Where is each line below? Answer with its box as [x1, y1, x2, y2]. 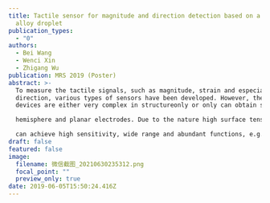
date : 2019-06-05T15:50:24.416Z [8, 182, 117, 191]
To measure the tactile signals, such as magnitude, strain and [15, 86, 235, 95]
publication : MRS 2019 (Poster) [8, 71, 117, 79]
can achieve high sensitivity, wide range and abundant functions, [15, 130, 247, 139]
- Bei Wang [15, 49, 52, 57]
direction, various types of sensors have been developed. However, [15, 94, 250, 102]
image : [8, 152, 31, 160]
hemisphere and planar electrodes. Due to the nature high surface [15, 116, 247, 124]
